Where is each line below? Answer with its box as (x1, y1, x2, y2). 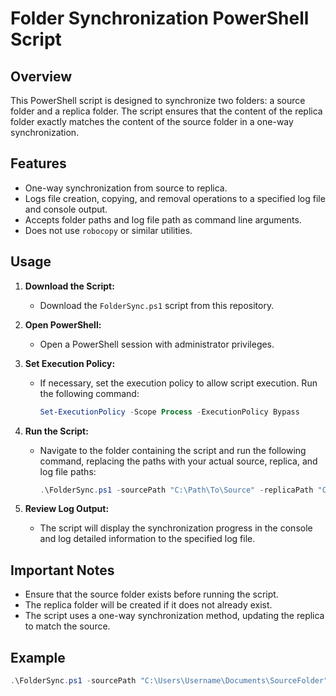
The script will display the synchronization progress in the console (39, 522, 313, 534)
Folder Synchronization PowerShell (10, 7, 310, 30)
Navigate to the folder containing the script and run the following (39, 444, 307, 456)
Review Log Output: (24, 503, 110, 515)
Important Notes (10, 562, 115, 579)
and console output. (24, 203, 108, 215)
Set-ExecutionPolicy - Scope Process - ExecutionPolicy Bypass (39, 407, 300, 417)
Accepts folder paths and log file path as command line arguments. (24, 213, 302, 226)
